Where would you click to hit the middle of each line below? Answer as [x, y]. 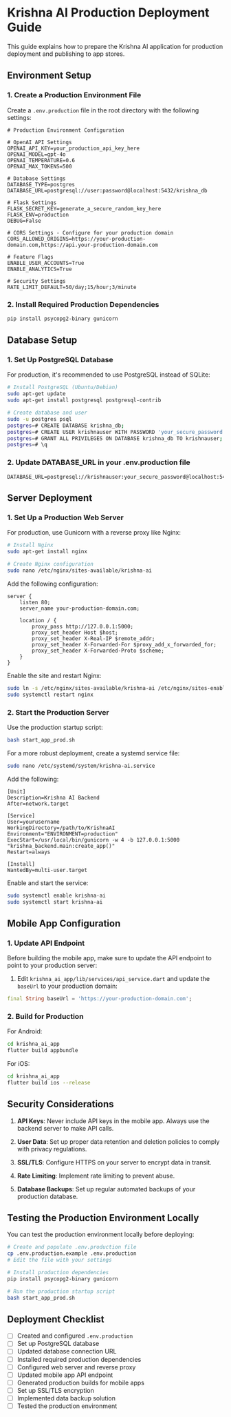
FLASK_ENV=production [38, 215]
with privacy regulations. [52, 1149]
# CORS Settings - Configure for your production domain [90, 232]
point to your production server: [52, 965]
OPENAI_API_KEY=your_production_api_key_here [73, 148]
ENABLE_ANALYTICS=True [40, 269]
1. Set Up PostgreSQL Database [60, 360]
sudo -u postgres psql [40, 419]
